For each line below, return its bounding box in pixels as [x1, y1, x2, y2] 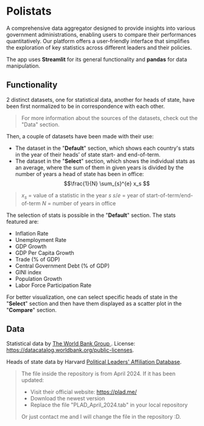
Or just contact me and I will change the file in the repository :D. [21, 413, 181, 421]
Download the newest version [30, 395, 105, 402]
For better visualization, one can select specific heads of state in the [6, 293, 178, 300]
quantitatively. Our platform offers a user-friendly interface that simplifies [6, 37, 190, 44]
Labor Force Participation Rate [15, 282, 92, 289]
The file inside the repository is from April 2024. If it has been [21, 370, 175, 377]
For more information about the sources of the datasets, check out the [21, 114, 198, 121]
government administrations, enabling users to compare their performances [6, 30, 197, 38]
